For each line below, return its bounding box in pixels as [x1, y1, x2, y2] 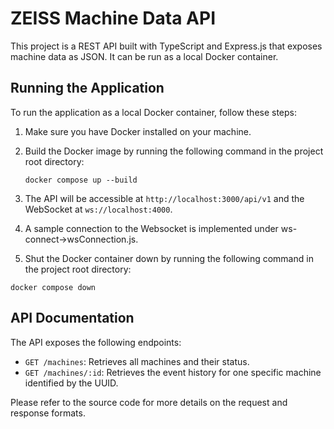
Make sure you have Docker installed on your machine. [24, 125, 252, 137]
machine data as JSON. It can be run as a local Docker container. [10, 50, 279, 62]
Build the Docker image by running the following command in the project [24, 145, 324, 157]
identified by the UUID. [24, 377, 119, 389]
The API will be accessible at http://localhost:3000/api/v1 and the [24, 192, 305, 204]
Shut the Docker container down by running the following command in [24, 252, 314, 264]
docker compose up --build [24, 175, 138, 185]
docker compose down [10, 282, 97, 292]
